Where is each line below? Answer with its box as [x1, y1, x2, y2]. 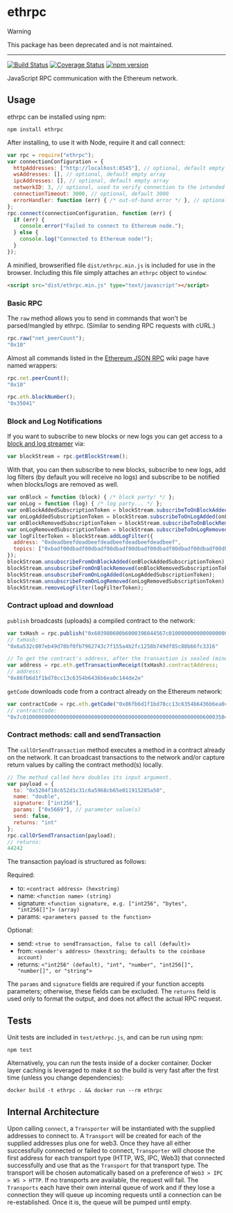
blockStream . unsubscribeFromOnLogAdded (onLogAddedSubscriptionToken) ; [7, 571, 216, 578]
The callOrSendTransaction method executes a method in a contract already [7, 746, 225, 754]
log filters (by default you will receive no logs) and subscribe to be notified [7, 473, 220, 481]
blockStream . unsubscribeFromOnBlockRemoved [7, 564, 135, 571]
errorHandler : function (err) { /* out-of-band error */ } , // [13, 196, 200, 203]
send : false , [13, 813, 51, 820]
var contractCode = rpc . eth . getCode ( [7, 701, 116, 708]
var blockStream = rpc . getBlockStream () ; [7, 453, 129, 460]
